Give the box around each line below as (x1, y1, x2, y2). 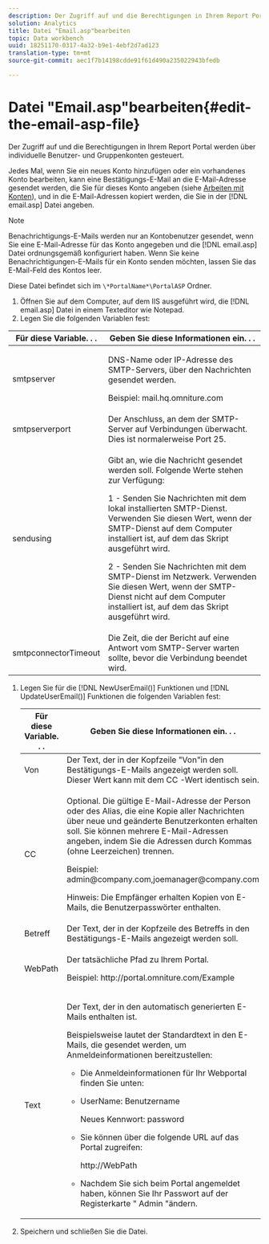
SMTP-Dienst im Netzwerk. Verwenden (107, 571, 257, 582)
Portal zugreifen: (79, 1141, 143, 1152)
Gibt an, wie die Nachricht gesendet (107, 455, 243, 466)
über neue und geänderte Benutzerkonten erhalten (66, 815, 258, 826)
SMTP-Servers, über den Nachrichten (107, 364, 252, 375)
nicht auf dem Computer (134, 591, 226, 602)
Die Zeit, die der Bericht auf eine (107, 632, 230, 643)
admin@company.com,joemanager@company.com (66, 873, 260, 884)
